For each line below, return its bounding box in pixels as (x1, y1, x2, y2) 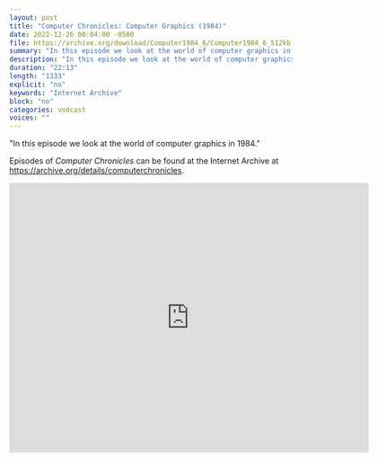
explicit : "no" (9, 80, 66, 89)
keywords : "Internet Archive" (9, 88, 123, 97)
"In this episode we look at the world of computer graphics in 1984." (9, 138, 260, 149)
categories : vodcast (9, 105, 87, 114)
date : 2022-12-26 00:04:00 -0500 (9, 30, 135, 39)
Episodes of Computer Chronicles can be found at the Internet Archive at (9, 155, 279, 166)
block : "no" (9, 96, 54, 106)
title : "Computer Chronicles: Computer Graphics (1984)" (9, 22, 227, 31)
